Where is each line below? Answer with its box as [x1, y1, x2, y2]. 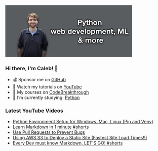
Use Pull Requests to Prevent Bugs [12, 129, 85, 135]
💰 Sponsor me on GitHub [12, 76, 66, 82]
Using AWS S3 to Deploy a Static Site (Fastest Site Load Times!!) [12, 135, 147, 141]
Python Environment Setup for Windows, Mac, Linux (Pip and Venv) [12, 119, 153, 125]
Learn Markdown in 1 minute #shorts [12, 124, 89, 130]
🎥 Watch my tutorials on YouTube [12, 83, 82, 90]
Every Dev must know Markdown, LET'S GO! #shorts [12, 140, 123, 146]
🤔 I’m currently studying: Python [12, 94, 80, 100]
